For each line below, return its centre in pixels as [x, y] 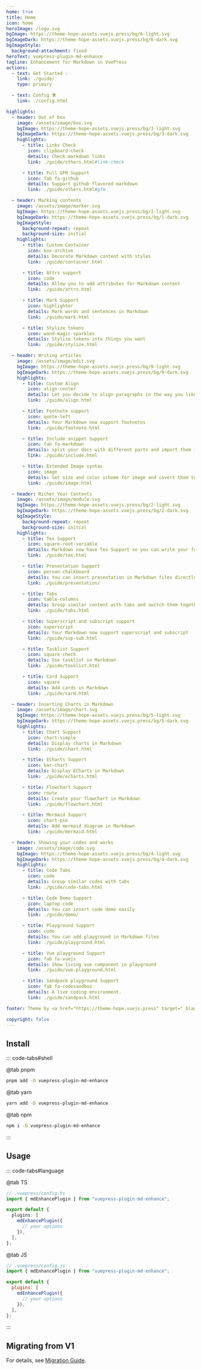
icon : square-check [52, 655]
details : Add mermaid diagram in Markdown [81, 826]
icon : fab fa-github [53, 178]
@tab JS [17, 1255]
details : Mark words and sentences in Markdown [88, 311]
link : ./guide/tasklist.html [64, 666]
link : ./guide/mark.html [59, 317]
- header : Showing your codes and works [63, 842]
